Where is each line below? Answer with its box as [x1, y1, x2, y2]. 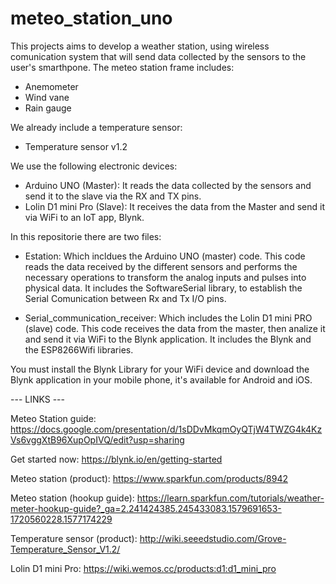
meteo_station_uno [10, 7, 173, 30]
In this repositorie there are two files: [10, 230, 162, 242]
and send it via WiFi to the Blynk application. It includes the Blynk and [24, 333, 312, 345]
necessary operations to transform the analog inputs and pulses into [24, 271, 307, 283]
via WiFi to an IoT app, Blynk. [24, 211, 145, 223]
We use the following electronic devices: [10, 160, 178, 172]
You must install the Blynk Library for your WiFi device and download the [10, 363, 310, 375]
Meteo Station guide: [10, 412, 97, 424]
